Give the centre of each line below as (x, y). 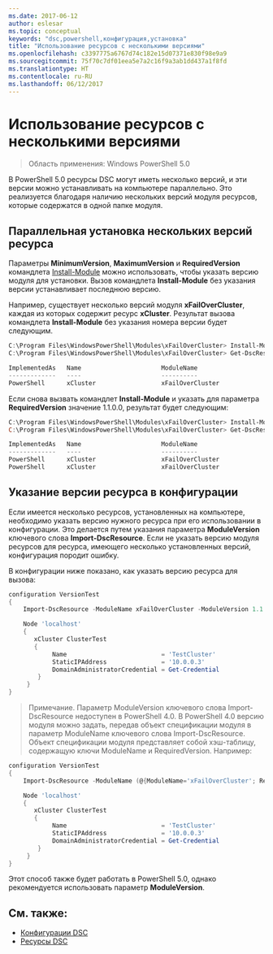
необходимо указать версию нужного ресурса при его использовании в (135, 520)
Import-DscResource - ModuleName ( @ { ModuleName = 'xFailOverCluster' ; (139, 781)
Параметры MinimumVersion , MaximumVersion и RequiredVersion (124, 263)
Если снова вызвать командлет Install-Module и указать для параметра (134, 398)
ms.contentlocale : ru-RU (50, 76)
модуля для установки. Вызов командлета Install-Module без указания (132, 280)
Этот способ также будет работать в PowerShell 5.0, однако (113, 879)
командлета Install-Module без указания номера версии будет (118, 323)
